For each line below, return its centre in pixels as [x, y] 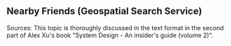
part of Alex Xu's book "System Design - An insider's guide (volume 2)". [110, 35]
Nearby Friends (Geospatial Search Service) [104, 11]
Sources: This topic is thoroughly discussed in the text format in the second [115, 27]
